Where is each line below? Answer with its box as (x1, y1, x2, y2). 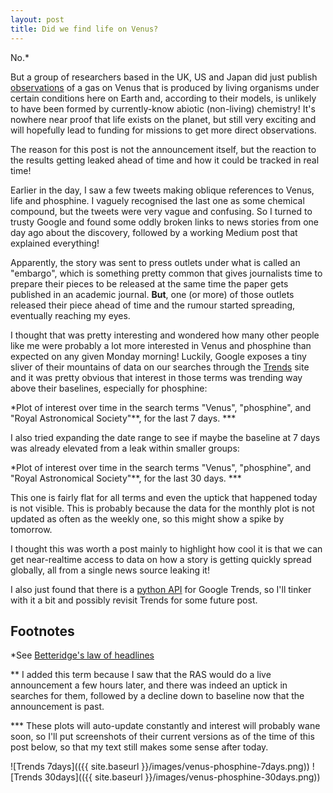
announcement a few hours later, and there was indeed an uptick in (10, 679, 288, 691)
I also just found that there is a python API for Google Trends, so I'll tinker (10, 583, 312, 595)
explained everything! (10, 237, 100, 249)
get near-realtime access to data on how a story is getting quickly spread (10, 553, 312, 565)
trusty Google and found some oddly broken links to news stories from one (10, 216, 320, 228)
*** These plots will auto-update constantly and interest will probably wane (10, 720, 321, 732)
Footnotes (10, 622, 75, 640)
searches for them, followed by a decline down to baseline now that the (10, 690, 305, 702)
